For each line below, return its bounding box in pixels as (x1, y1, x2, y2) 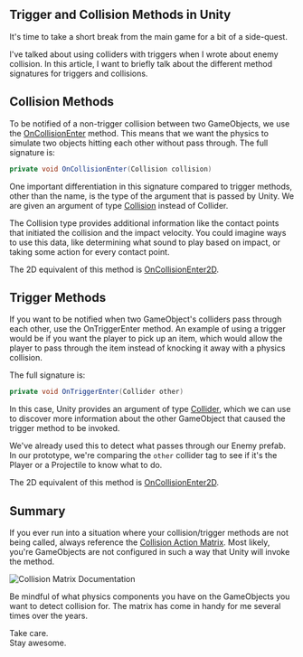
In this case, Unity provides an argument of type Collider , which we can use (9, 404, 291, 415)
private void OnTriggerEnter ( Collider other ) (9, 388, 184, 397)
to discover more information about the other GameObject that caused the (9, 413, 286, 424)
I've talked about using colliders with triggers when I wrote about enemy (9, 49, 279, 60)
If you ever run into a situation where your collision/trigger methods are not (9, 528, 289, 538)
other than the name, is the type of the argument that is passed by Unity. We (9, 190, 295, 202)
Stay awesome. (9, 637, 67, 648)
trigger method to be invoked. (9, 423, 120, 434)
